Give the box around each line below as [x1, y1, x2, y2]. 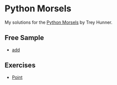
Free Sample [4, 34, 44, 42]
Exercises [4, 61, 36, 70]
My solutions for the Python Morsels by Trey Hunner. [4, 19, 113, 25]
